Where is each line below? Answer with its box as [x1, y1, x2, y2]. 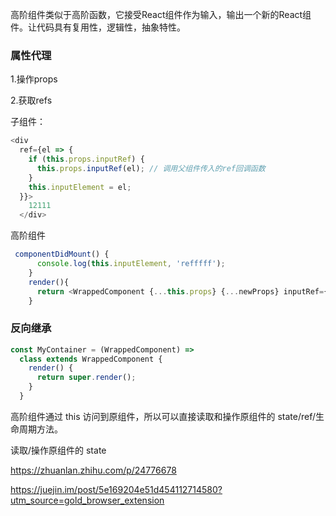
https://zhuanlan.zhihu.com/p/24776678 [10, 464, 177, 476]
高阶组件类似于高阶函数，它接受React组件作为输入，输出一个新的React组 [10, 9, 312, 20]
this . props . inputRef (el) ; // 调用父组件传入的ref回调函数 [36, 163, 266, 173]
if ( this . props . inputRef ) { [28, 154, 145, 165]
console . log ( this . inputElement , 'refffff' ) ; [36, 259, 226, 269]
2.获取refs [10, 94, 53, 107]
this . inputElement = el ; [28, 182, 132, 192]
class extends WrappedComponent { [19, 354, 163, 364]
